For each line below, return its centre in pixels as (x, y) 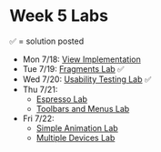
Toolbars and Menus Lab (83, 108)
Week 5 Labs (59, 16)
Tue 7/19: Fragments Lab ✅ (73, 68)
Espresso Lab (62, 99)
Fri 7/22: (38, 118)
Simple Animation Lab (77, 127)
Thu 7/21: (40, 89)
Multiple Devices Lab (75, 137)
